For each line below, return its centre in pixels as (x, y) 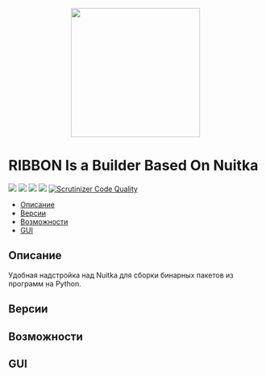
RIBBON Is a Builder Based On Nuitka (133, 166)
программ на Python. (45, 283)
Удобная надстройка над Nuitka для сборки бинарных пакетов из (121, 275)
